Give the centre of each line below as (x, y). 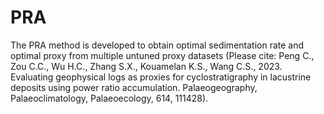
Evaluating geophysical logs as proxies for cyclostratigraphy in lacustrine (161, 77)
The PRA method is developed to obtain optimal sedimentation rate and (157, 45)
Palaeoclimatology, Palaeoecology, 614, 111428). (109, 98)
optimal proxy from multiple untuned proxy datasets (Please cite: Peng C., (162, 55)
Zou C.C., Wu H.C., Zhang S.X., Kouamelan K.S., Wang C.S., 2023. (146, 66)
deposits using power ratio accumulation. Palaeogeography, (134, 87)
